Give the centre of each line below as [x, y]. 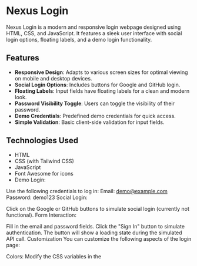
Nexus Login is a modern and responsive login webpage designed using [94, 27]
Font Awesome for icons [44, 173]
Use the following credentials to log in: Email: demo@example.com [87, 191]
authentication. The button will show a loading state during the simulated [94, 233]
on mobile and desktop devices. [53, 78]
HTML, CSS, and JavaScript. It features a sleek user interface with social [94, 33]
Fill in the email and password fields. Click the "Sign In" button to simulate [96, 226]
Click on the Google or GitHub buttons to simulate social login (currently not [98, 208]
